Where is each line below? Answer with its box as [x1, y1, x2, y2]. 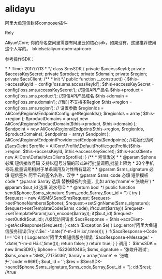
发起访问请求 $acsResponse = [48, 216, 109, 222]
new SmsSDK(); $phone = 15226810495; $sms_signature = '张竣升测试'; [5, 246, 149, 252]
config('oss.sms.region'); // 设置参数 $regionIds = [5, 105, 104, 111]
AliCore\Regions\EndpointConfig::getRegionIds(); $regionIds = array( [5, 110, 142, 116]
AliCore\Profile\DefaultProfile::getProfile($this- [49, 143, 142, 149]
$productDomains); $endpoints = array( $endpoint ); [5, 131, 110, 137]
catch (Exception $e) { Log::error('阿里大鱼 [68, 222, 153, 228]
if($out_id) [91, 210, 113, 216]
